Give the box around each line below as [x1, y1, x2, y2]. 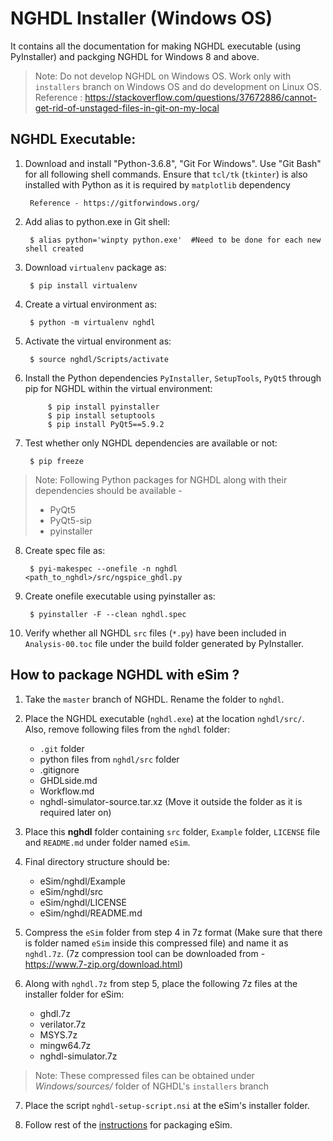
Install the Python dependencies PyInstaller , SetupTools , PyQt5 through [24, 372, 322, 384]
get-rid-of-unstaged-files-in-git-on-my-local [34, 102, 220, 114]
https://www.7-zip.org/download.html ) [24, 958, 184, 970]
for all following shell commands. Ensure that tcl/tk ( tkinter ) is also [24, 168, 308, 180]
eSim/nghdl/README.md [39, 907, 143, 919]
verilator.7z [39, 1018, 87, 1030]
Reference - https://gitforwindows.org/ [29, 198, 201, 208]
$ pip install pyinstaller [47, 402, 160, 412]
